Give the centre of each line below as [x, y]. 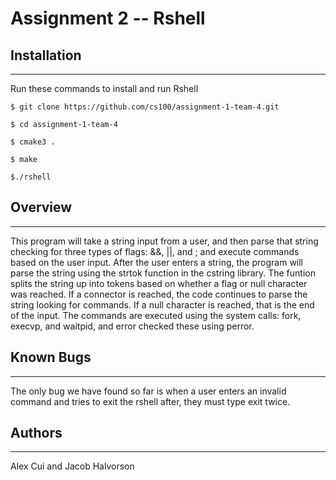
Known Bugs [51, 357]
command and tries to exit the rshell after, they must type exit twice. [150, 401]
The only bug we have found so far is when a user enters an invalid [148, 391]
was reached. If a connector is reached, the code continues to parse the [159, 294]
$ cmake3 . [33, 142]
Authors [36, 433]
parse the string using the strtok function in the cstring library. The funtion [163, 273]
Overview [41, 207]
